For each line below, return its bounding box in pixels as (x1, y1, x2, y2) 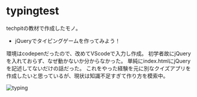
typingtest (6, 4, 59, 18)
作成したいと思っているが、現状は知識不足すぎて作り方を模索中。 (6, 72, 169, 79)
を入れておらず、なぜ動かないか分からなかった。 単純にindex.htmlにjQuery (6, 57, 190, 64)
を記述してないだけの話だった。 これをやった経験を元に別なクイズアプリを (6, 64, 192, 72)
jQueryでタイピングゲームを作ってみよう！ (14, 37, 121, 44)
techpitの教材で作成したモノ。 (6, 24, 81, 32)
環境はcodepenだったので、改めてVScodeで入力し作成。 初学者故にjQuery (6, 49, 192, 57)
